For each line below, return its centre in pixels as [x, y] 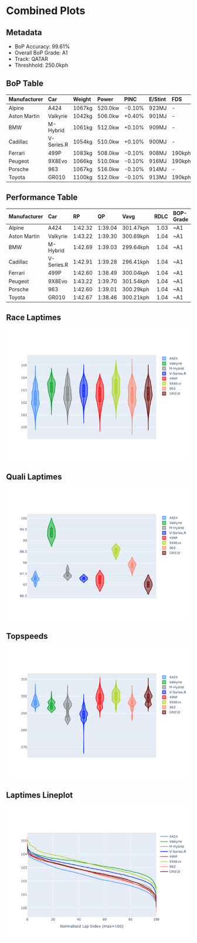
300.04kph [136, 273]
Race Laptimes [34, 318]
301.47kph [136, 228]
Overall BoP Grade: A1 [41, 53]
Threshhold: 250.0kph [41, 65]
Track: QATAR [31, 59]
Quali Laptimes [34, 477]
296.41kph [136, 261]
